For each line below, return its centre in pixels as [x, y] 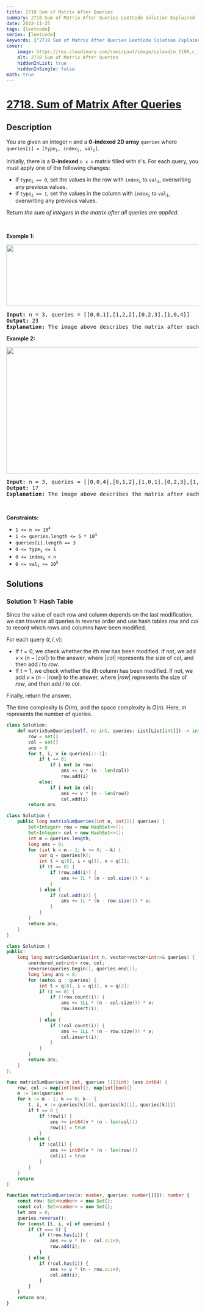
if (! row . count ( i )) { [77, 997]
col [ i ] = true [68, 1156]
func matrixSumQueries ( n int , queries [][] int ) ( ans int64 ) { [87, 1082]
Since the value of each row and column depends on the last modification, [100, 615]
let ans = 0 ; [34, 1212]
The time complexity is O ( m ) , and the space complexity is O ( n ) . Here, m [96, 708]
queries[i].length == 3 [45, 543]
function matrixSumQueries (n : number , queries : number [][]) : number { [98, 1195]
